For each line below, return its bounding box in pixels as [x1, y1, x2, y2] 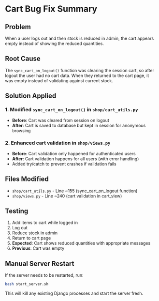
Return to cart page [12, 235, 51, 241]
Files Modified [5, 175, 49, 183]
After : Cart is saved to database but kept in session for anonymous [12, 122, 146, 128]
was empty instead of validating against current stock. [5, 77, 114, 83]
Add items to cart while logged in [12, 220, 78, 226]
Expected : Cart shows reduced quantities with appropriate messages [12, 241, 151, 246]
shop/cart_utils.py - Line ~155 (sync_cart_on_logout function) [12, 188, 138, 194]
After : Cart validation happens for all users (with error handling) [12, 156, 139, 162]
